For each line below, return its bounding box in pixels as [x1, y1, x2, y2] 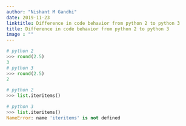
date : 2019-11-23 [6, 15, 50, 21]
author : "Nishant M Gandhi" [6, 8, 78, 15]
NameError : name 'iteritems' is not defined [6, 114, 121, 121]
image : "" [6, 31, 34, 38]
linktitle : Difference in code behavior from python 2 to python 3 [6, 20, 181, 26]
